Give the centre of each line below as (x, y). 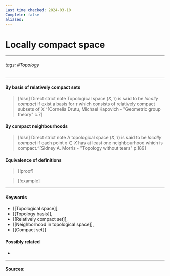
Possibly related (23, 242)
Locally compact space (55, 44)
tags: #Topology (22, 65)
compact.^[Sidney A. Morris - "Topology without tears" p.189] (82, 148)
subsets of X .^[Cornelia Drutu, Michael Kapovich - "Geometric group (89, 109)
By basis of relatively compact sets (43, 87)
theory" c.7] (30, 114)
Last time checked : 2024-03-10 (38, 10)
